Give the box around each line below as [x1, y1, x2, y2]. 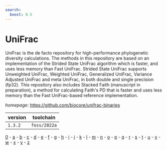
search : [5, 7, 22, 12]
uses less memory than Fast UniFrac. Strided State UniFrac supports [5, 66, 147, 72]
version [8, 114, 27, 121]
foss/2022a [31, 122, 57, 128]
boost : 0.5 [10, 12, 33, 17]
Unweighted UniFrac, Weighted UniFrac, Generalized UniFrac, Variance [5, 71, 152, 77]
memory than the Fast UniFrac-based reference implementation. [5, 92, 138, 98]
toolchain [32, 114, 56, 121]
